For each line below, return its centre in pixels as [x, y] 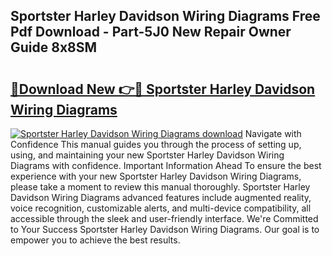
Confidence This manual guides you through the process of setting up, [156, 144]
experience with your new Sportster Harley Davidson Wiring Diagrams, [156, 176]
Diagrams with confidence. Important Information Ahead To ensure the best [166, 165]
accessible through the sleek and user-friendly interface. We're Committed [164, 218]
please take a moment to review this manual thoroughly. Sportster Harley [160, 187]
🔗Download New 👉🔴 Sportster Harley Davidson [163, 89]
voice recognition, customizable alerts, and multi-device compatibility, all [161, 208]
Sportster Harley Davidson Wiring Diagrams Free [165, 16]
